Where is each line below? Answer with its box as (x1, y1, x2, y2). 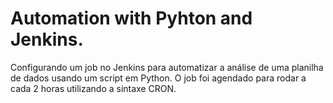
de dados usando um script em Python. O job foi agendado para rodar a (10, 72, 307, 84)
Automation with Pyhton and (10, 7, 253, 30)
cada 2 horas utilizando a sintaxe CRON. (10, 82, 177, 94)
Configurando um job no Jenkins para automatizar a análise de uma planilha (10, 61, 324, 73)
